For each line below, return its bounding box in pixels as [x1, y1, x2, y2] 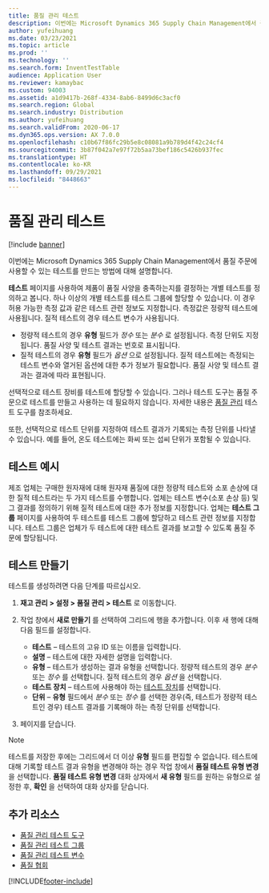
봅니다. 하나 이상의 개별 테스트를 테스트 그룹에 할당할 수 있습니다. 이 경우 [29, 293, 256, 303]
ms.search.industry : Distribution [8, 109, 124, 117]
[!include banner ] [8, 239, 66, 249]
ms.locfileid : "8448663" [8, 175, 91, 184]
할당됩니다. [22, 533, 58, 542]
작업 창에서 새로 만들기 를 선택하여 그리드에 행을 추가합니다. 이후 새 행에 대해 [19, 615, 259, 625]
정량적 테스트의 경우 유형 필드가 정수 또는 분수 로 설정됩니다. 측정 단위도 [19, 330, 244, 340]
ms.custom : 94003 [8, 86, 66, 95]
